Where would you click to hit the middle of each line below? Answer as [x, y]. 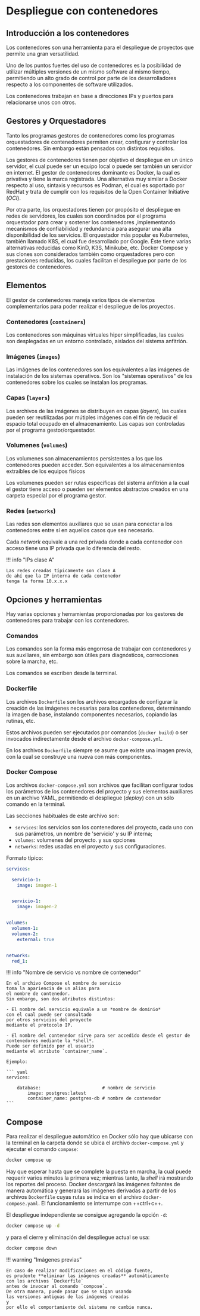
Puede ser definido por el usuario [50, 1046]
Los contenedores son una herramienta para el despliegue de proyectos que [100, 47]
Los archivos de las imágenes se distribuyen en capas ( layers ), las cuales [96, 411]
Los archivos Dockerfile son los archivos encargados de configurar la [92, 701]
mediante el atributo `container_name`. [57, 1051]
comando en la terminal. [36, 804]
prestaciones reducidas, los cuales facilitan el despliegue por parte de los [97, 260]
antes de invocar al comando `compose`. [57, 1286]
